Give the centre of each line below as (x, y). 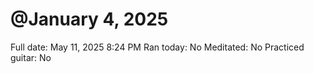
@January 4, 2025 (89, 19)
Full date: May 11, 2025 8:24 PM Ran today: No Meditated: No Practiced (157, 47)
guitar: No (31, 57)
